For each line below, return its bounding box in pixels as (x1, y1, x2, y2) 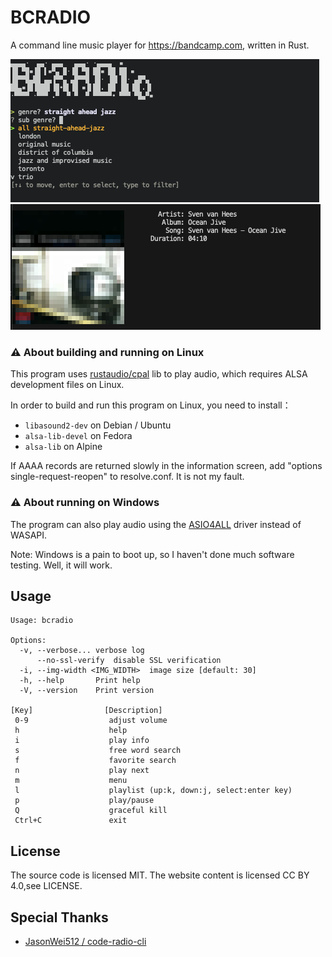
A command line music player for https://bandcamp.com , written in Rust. (10, 39, 310, 51)
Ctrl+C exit (14, 816, 128, 826)
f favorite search (14, 756, 177, 766)
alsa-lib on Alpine (24, 441, 103, 453)
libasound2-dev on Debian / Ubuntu (24, 419, 172, 431)
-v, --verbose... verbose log (19, 646, 145, 656)
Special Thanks (10, 909, 109, 926)
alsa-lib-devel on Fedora (24, 430, 133, 442)
